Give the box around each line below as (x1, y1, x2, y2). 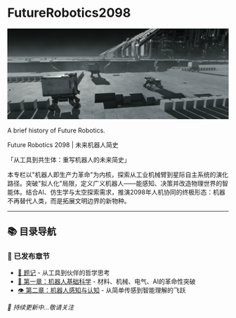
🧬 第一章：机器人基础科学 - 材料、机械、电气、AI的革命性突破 (17, 277, 196, 286)
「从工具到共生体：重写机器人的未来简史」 (7, 155, 131, 164)
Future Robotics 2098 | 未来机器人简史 (7, 140, 119, 148)
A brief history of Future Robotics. (7, 126, 105, 134)
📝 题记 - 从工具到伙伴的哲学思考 (17, 268, 110, 277)
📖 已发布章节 (7, 251, 51, 261)
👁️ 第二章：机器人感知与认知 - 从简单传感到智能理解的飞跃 (17, 286, 186, 295)
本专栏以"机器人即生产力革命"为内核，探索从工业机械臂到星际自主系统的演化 (7, 170, 229, 179)
